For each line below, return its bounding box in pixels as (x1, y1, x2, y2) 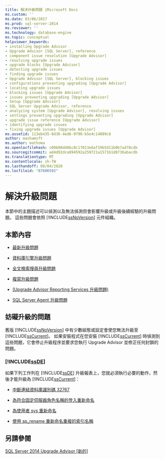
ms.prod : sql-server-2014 (5, 21, 58, 26)
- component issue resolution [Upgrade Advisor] (5, 53, 107, 58)
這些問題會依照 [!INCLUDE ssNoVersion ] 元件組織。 (14, 215, 118, 221)
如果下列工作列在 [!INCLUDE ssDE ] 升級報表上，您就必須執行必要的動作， (5, 370, 154, 376)
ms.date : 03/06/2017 (5, 16, 48, 21)
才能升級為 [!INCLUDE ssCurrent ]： (9, 376, 80, 382)
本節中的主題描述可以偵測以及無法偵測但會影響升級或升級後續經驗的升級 (5, 208, 152, 214)
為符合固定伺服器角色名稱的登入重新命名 (12, 397, 95, 403)
